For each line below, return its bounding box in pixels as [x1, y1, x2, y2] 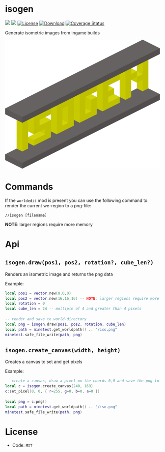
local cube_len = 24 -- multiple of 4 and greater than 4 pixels [5, 306, 141, 311]
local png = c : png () [5, 399, 48, 404]
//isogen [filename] [5, 213, 48, 218]
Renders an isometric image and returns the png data [5, 271, 113, 277]
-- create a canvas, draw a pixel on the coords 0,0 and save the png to [5, 378, 160, 384]
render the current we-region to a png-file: [5, 202, 92, 208]
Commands [5, 181, 54, 192]
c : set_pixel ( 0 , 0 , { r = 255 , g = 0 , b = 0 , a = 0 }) [5, 389, 100, 394]
